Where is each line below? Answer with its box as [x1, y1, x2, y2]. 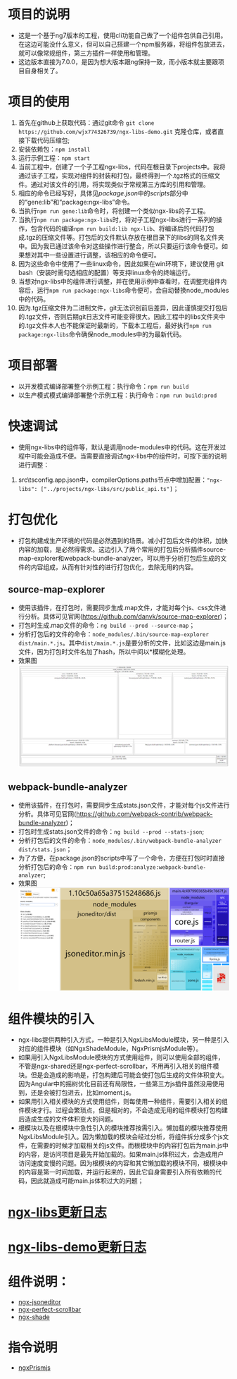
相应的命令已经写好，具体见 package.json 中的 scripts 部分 [18, 188, 182, 198]
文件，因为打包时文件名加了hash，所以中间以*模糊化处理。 [18, 647, 190, 656]
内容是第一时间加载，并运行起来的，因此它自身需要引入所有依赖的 [24, 1168, 216, 1177]
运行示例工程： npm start [18, 153, 91, 162]
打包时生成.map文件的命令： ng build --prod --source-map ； [18, 621, 196, 629]
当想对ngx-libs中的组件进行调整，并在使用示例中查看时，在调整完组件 [18, 277, 221, 286]
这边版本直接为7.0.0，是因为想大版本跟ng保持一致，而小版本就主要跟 [18, 57, 219, 66]
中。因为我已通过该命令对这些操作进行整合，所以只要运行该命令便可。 [18, 241, 222, 250]
